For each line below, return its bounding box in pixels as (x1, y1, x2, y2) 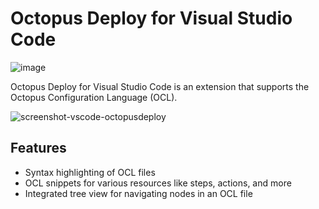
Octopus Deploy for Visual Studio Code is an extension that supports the (10, 80, 310, 92)
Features (10, 140, 67, 157)
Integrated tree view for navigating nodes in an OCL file (24, 187, 253, 199)
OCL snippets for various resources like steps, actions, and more (24, 177, 292, 189)
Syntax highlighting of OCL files (24, 166, 156, 178)
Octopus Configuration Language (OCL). (10, 91, 178, 103)
